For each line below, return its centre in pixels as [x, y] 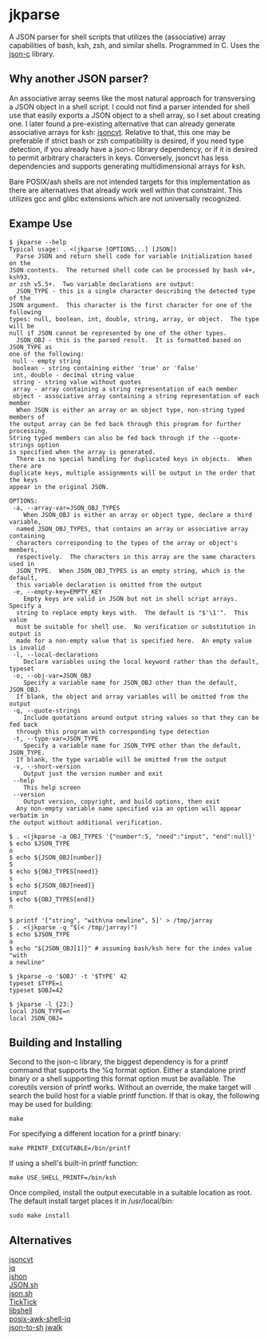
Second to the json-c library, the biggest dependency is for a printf [119, 1062]
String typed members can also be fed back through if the [109, 438]
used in [22, 564]
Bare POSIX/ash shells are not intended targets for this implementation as [130, 181]
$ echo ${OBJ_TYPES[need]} [54, 871]
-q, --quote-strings [47, 710]
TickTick [23, 1302]
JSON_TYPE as [31, 347]
